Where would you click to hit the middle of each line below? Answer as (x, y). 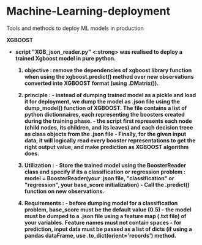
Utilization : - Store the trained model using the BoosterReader (105, 165)
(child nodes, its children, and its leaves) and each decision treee (109, 127)
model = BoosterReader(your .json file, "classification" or (99, 178)
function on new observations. (64, 191)
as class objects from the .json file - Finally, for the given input (105, 134)
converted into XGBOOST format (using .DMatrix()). (92, 83)
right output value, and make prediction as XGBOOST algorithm (107, 147)
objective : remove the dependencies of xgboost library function (108, 70)
